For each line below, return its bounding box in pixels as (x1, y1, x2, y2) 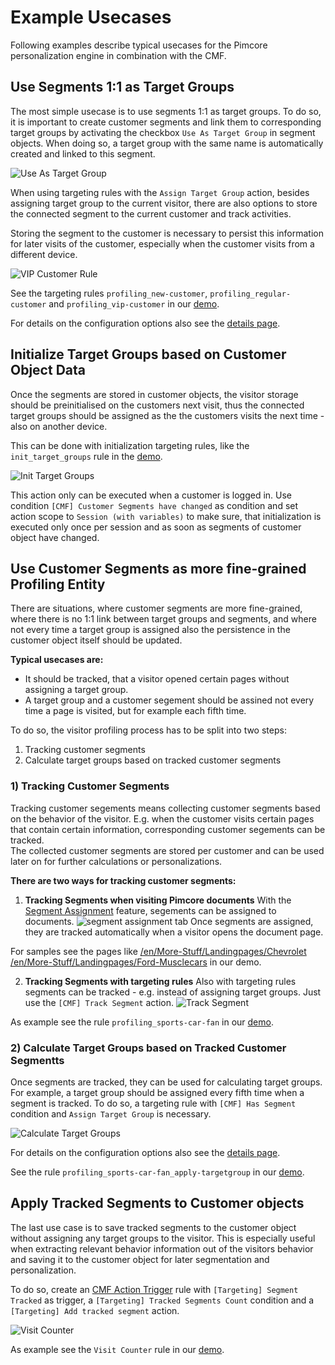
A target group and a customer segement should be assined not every (24, 694, 315, 706)
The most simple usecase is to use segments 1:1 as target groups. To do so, (10, 105, 322, 117)
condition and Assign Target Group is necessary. (10, 1107, 212, 1120)
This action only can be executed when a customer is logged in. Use (10, 489, 292, 501)
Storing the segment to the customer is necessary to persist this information (10, 227, 324, 239)
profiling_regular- (209, 289, 292, 299)
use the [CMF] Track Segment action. (24, 996, 175, 1008)
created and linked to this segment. (10, 147, 156, 160)
